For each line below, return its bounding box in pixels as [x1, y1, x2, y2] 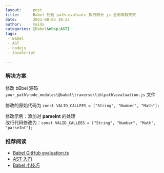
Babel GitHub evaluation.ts [12, 150, 69, 156]
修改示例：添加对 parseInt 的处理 [5, 113, 76, 119]
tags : [5, 31, 17, 36]
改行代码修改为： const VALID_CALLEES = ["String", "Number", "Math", [5, 119, 156, 126]
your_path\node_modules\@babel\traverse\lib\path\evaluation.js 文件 [5, 91, 156, 97]
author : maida [5, 21, 45, 27]
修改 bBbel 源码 [5, 85, 38, 91]
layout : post [5, 7, 43, 13]
